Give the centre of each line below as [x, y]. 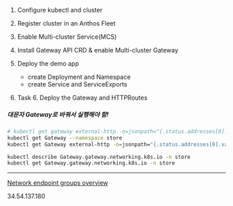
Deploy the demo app [48, 64]
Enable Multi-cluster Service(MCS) [67, 37]
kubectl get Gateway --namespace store [65, 138]
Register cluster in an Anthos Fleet [66, 23]
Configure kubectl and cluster [60, 10]
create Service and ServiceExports [77, 84]
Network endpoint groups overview [58, 183]
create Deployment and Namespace [79, 77]
